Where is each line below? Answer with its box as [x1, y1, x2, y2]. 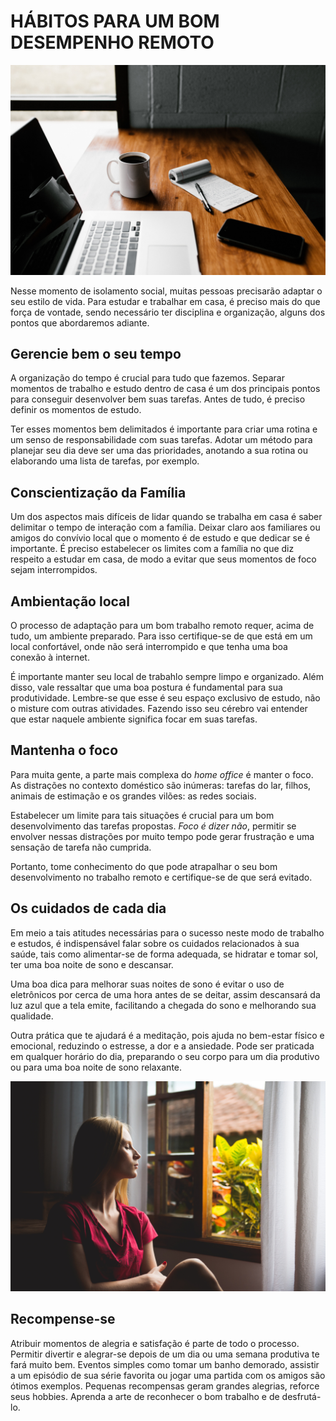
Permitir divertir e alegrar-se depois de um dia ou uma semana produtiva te [10, 1348, 320, 1360]
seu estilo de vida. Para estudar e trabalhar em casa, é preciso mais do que [10, 295, 321, 307]
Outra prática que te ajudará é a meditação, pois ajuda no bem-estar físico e [10, 1029, 325, 1041]
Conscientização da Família [10, 484, 187, 501]
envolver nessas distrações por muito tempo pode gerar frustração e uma [10, 830, 315, 842]
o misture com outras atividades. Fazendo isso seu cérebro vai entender [10, 703, 308, 715]
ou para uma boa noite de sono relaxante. [10, 1061, 183, 1073]
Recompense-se [10, 1311, 116, 1328]
